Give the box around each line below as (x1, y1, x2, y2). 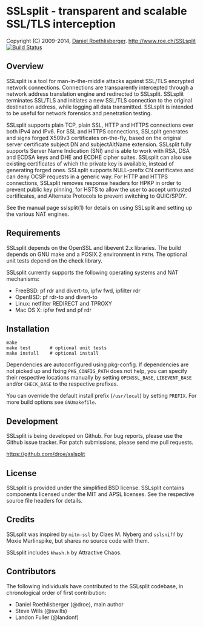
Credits (6, 514, 35, 525)
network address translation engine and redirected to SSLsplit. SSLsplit (6, 90, 184, 98)
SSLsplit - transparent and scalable (6, 4, 187, 18)
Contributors (6, 566, 56, 577)
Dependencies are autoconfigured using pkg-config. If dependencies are (6, 361, 189, 368)
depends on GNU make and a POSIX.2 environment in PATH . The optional (6, 250, 187, 258)
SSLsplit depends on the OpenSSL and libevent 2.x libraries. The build (6, 244, 181, 251)
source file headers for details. (6, 497, 83, 504)
